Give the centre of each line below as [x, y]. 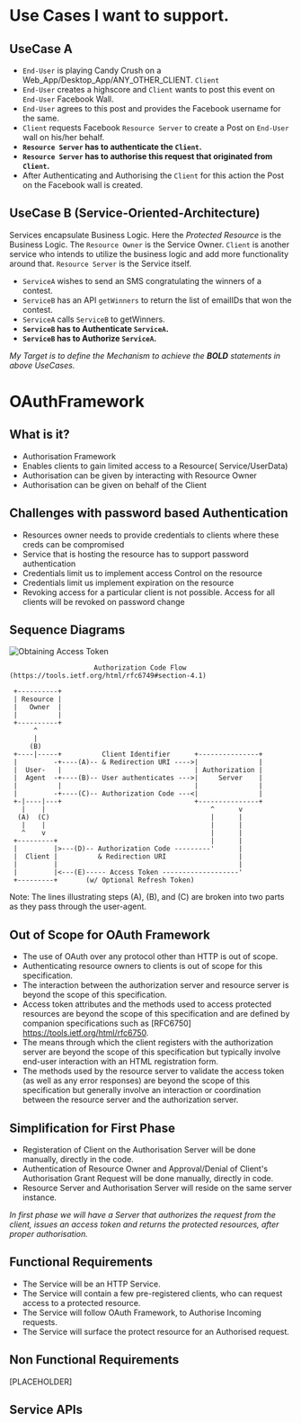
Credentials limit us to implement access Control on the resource [142, 573]
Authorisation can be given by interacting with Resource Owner [140, 475]
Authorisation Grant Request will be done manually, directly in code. [148, 1178]
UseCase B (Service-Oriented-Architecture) [135, 213]
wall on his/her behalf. [63, 137]
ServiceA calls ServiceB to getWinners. [93, 319]
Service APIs [46, 1410]
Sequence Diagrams [67, 630]
